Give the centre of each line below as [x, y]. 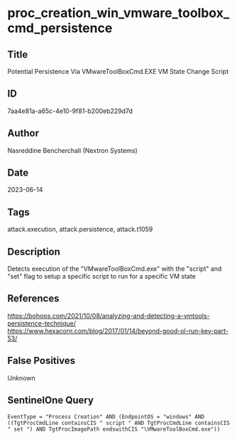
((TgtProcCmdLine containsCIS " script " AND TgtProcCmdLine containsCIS [119, 423]
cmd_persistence [60, 28]
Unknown [21, 377]
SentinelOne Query [51, 401]
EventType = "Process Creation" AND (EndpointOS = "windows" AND [106, 417]
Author [23, 133]
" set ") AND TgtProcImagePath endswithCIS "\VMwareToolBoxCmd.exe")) [114, 429]
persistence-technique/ [42, 323]
